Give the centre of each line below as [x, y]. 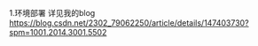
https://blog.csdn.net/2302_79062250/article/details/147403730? [129, 23]
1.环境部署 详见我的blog [52, 13]
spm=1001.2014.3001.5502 [58, 32]
